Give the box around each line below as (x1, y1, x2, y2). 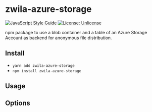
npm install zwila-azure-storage (12, 68, 82, 73)
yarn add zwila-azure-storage (12, 63, 75, 68)
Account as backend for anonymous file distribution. (5, 35, 112, 41)
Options (5, 99, 31, 107)
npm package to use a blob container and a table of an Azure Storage (5, 29, 148, 35)
